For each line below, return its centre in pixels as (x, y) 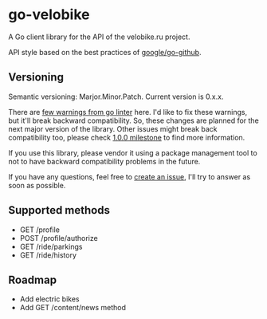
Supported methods (59, 210)
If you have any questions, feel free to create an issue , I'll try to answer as (130, 176)
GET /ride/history (48, 255)
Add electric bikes (49, 299)
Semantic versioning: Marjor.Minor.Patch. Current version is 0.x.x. (116, 96)
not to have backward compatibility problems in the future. (104, 161)
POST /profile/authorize (59, 238)
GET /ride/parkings (51, 246)
